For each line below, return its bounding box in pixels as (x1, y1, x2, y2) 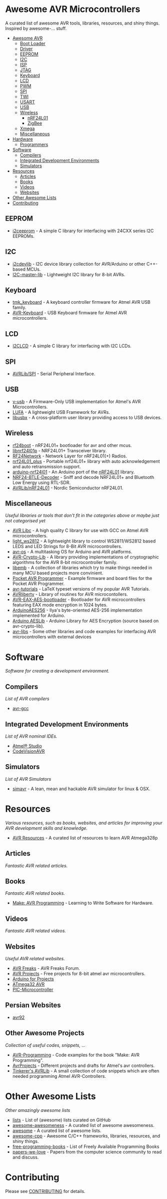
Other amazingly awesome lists (5, 1107, 70, 1113)
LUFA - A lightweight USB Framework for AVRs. (12, 409, 110, 415)
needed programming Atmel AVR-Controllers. (12, 1073, 106, 1079)
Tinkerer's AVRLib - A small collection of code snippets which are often (12, 1067, 159, 1074)
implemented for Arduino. (12, 613, 65, 619)
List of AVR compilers (5, 696, 49, 702)
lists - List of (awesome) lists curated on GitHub (12, 1117, 111, 1123)
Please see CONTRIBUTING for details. (5, 1188, 86, 1194)
